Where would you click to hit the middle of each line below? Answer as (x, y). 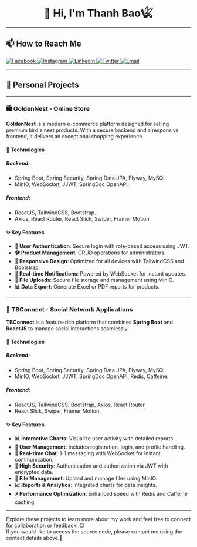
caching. (25, 502)
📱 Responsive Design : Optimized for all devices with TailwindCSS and (99, 261)
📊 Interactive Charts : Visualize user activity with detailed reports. (94, 438)
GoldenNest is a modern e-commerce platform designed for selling (88, 124)
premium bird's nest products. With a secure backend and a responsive (92, 130)
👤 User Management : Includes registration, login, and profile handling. (100, 447)
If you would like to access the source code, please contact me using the (94, 531)
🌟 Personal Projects (43, 85)
